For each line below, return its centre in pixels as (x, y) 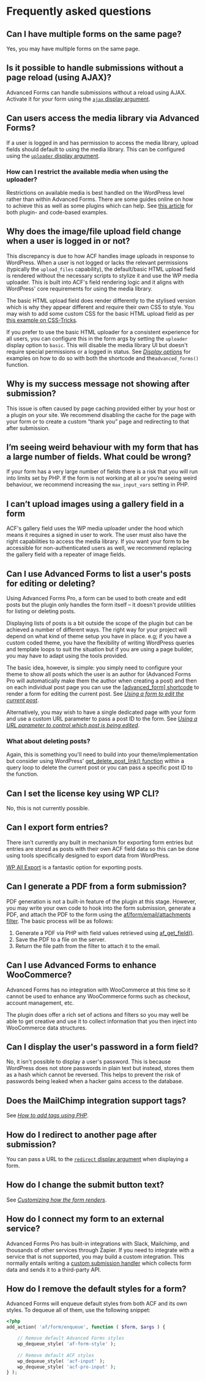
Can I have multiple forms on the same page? (94, 34)
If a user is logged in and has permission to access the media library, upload (102, 143)
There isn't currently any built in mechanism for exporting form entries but (100, 842)
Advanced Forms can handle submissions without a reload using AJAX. (96, 92)
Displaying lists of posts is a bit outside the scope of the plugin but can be (99, 623)
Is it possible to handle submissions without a (95, 68)
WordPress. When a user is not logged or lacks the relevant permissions (97, 262)
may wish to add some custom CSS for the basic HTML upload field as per (100, 313)
